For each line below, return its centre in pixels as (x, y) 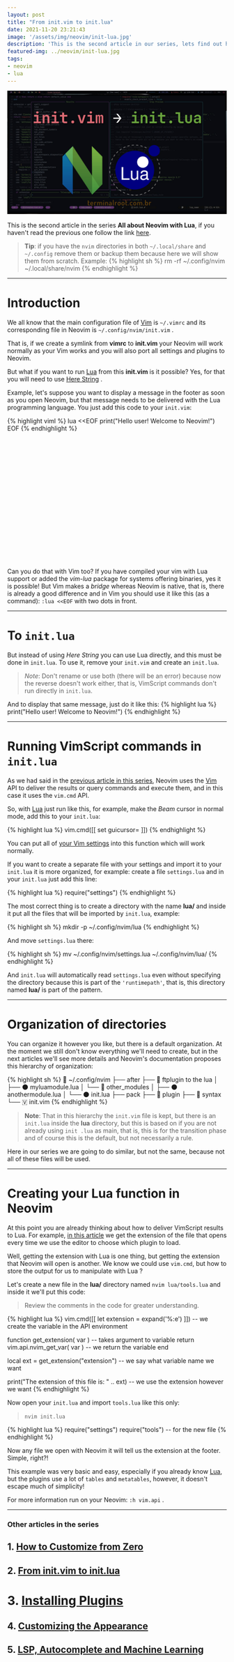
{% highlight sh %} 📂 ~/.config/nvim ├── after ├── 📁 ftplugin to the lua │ (112, 1079)
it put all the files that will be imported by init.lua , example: (94, 913)
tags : (15, 59)
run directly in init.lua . (58, 691)
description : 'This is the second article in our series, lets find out (115, 44)
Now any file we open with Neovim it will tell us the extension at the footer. (114, 1450)
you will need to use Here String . (55, 379)
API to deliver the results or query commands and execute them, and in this (115, 787)
